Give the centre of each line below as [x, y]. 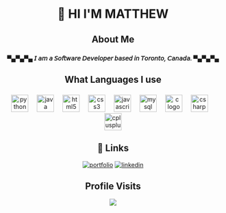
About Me [113, 39]
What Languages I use [113, 79]
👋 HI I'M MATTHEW [113, 14]
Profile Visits [113, 187]
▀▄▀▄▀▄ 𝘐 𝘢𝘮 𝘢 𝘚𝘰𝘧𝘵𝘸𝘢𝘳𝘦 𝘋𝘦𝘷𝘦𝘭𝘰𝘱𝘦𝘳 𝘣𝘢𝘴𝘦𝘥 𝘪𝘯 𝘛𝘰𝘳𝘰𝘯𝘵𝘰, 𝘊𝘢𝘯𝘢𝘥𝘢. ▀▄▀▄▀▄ [113, 58]
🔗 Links [113, 148]
